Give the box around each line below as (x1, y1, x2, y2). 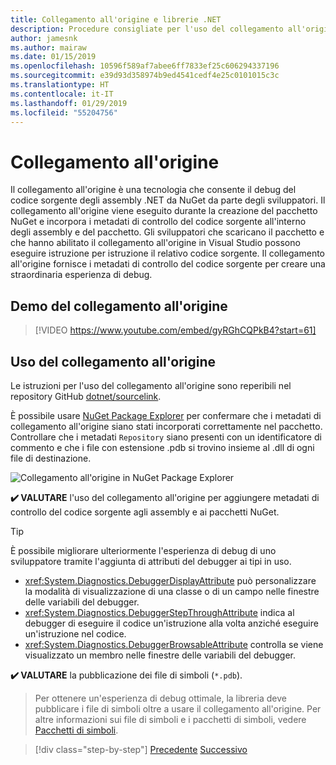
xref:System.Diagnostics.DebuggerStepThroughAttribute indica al (24, 606, 295, 618)
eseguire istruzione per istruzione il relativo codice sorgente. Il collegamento (10, 247, 325, 260)
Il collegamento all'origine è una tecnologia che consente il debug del (10, 184, 297, 196)
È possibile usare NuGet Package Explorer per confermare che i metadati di (10, 409, 322, 421)
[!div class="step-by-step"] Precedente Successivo (34, 743, 248, 755)
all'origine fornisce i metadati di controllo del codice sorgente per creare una (10, 258, 326, 270)
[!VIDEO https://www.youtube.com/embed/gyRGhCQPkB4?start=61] (34, 324, 317, 336)
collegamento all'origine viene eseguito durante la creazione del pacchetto (10, 205, 318, 217)
